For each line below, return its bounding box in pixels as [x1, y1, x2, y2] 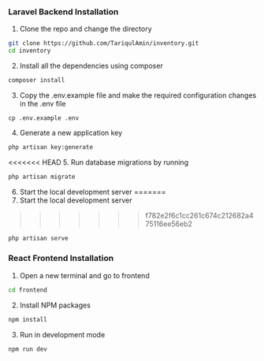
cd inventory [8, 47, 51, 55]
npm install [8, 315, 47, 323]
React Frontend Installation [8, 253, 114, 264]
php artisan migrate [8, 173, 76, 180]
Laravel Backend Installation [8, 6, 119, 17]
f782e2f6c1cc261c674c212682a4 [145, 210, 254, 220]
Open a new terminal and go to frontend [19, 270, 150, 280]
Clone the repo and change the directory [19, 24, 152, 34]
